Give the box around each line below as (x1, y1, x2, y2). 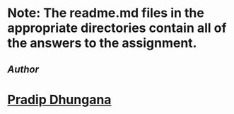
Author (7, 63, 40, 75)
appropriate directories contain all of (7, 20, 227, 36)
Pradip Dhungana (7, 91, 112, 108)
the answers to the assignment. (7, 35, 197, 51)
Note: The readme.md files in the (7, 5, 205, 21)
